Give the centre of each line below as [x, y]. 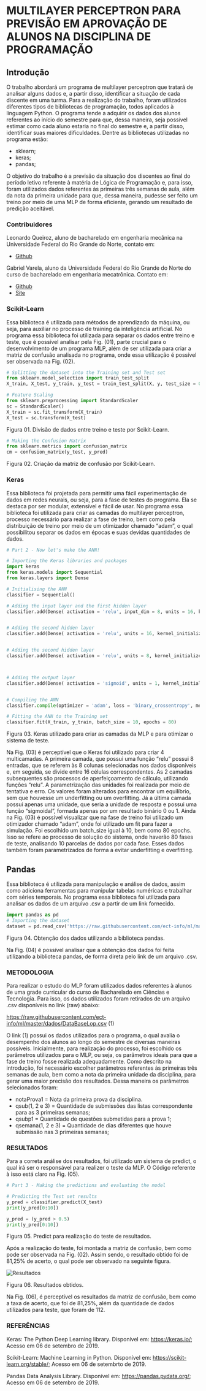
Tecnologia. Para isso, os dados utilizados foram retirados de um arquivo [98, 998]
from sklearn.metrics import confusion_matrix [67, 446]
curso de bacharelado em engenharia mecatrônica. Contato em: [87, 275]
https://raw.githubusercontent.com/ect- [56, 1017]
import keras [23, 567]
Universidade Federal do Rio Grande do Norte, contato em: [81, 244]
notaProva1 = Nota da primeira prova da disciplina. [79, 1099]
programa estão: [27, 139]
